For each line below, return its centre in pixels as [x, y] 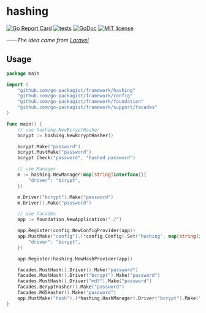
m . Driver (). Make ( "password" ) [55, 203]
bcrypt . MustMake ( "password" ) [55, 152]
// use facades [37, 214]
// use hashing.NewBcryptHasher [59, 130]
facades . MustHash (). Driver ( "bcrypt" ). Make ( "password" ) [89, 276]
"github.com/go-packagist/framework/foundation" [81, 102]
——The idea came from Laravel [48, 40]
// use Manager [37, 169]
